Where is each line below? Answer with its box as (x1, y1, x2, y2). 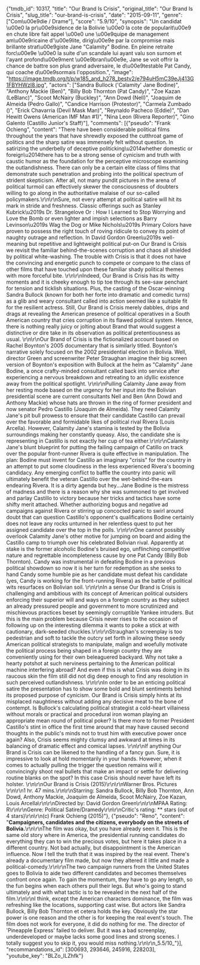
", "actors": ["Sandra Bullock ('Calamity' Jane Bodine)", (44, 81, 180, 89)
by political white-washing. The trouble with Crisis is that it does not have (6, 253, 187, 260)
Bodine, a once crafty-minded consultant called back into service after (6, 367, 180, 375)
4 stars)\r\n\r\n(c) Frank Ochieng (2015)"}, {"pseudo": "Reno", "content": (6, 812, 185, 819)
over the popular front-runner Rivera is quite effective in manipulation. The (6, 450, 189, 457)
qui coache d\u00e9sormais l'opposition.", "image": (6, 69, 133, 75)
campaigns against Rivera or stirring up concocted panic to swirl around (6, 507, 184, 514)
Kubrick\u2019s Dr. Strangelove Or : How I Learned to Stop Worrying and (6, 209, 186, 215)
